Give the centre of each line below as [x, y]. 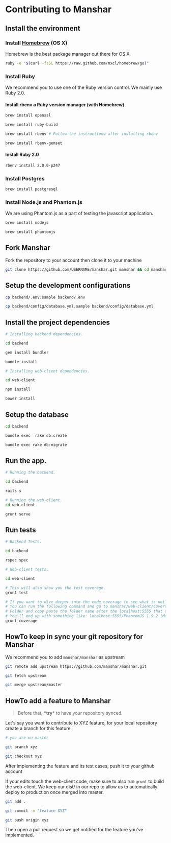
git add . [16, 801]
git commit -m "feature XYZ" [36, 811]
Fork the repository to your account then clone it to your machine [74, 260]
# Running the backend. [31, 473]
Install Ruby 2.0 [22, 155]
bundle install [21, 362]
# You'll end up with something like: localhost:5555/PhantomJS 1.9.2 [82, 616]
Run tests [21, 530]
